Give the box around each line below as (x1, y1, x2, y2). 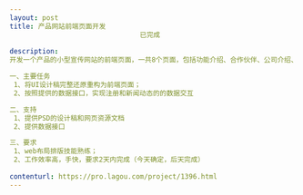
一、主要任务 (9, 72, 51, 82)
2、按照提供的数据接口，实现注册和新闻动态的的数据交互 (13, 88, 194, 98)
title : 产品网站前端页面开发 (9, 22, 106, 31)
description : (9, 47, 59, 56)
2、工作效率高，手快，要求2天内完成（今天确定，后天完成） (13, 155, 205, 164)
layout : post (9, 13, 59, 23)
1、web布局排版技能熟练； (13, 147, 98, 156)
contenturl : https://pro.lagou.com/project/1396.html (9, 171, 218, 181)
